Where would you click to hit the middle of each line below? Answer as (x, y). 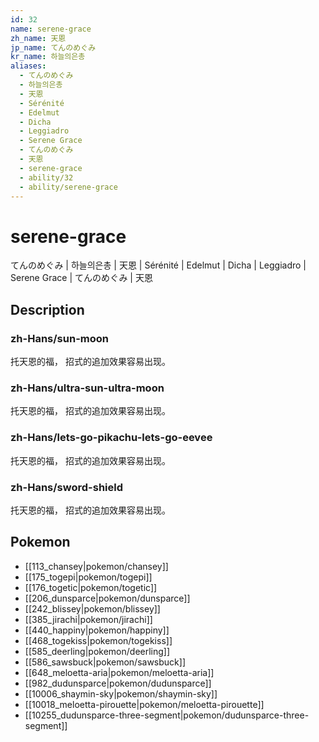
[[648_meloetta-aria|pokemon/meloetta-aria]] (119, 672)
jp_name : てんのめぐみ (53, 47)
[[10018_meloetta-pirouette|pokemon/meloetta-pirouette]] (144, 704)
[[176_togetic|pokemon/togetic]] (91, 587)
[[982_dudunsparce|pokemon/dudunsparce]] (118, 683)
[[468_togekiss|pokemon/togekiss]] (98, 640)
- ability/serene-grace (68, 187)
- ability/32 (46, 177)
